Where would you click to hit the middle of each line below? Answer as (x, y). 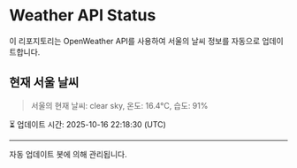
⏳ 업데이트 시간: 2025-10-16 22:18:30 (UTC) (88, 124)
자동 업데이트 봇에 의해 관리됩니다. (68, 154)
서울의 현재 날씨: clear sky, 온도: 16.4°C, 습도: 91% (119, 105)
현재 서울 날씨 (44, 83)
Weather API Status (83, 15)
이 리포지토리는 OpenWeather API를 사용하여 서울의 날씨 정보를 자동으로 (135, 41)
